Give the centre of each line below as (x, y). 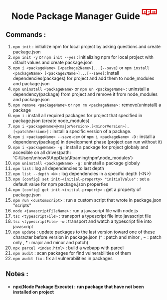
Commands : (26, 35)
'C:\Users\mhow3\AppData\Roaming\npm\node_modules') (73, 158)
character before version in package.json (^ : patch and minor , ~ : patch (87, 237)
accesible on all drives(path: (42, 152)
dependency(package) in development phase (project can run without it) (87, 142)
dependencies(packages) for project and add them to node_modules (83, 78)
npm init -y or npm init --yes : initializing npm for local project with (83, 57)
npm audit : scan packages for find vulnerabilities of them (72, 253)
